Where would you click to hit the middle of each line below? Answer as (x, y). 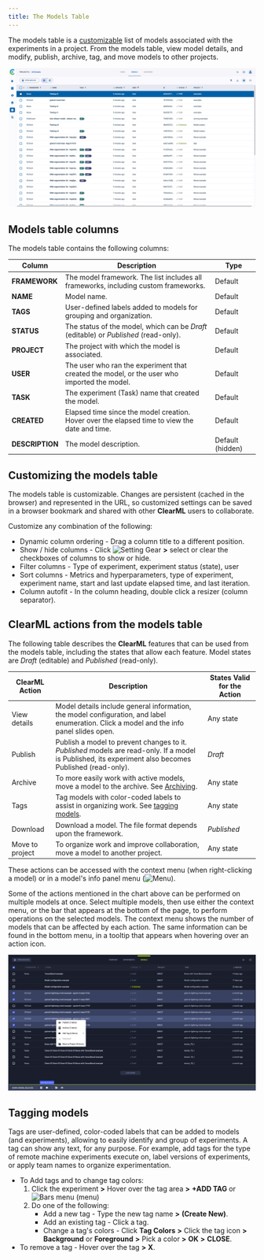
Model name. (86, 296)
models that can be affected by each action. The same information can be (128, 927)
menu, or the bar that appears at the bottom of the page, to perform (118, 911)
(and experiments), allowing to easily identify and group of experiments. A (128, 1140)
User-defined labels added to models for (132, 308)
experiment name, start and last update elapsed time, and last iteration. (135, 583)
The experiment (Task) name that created (132, 393)
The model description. (103, 444)
